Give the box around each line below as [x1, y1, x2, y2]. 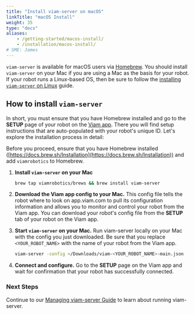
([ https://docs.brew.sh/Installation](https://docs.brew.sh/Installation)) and [6, 151, 184, 158]
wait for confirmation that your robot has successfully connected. [14, 268, 174, 275]
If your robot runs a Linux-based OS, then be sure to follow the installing [6, 75, 181, 82]
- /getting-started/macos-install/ [16, 36, 104, 42]
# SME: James [6, 47, 38, 53]
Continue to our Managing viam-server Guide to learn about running [6, 296, 172, 303]
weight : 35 [6, 19, 33, 25]
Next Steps [6, 283, 39, 291]
